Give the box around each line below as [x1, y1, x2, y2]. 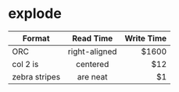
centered [75, 58, 109, 69]
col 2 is [12, 58, 39, 69]
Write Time [124, 33, 167, 44]
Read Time [71, 33, 113, 44]
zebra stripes [12, 71, 61, 82]
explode [8, 5, 63, 23]
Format [22, 33, 50, 44]
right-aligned [67, 46, 117, 57]
